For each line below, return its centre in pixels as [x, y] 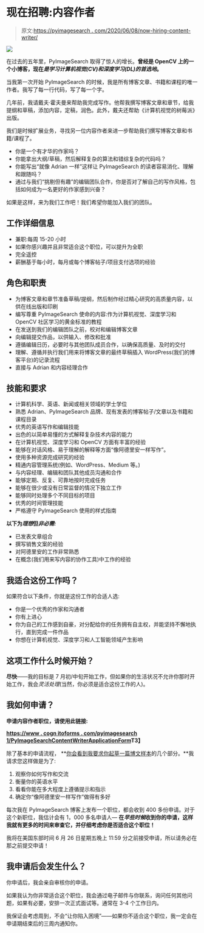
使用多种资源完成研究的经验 [50, 457]
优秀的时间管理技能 [39, 503]
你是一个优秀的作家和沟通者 [50, 609]
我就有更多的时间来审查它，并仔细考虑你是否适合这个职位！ [81, 825]
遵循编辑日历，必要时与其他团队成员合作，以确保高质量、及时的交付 [100, 344]
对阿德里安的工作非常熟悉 [47, 552]
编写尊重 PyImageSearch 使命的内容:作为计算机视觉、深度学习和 [96, 314]
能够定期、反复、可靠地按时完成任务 [60, 480]
